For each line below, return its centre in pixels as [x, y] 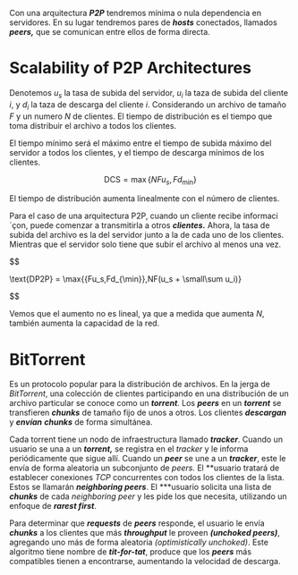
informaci [261, 216]
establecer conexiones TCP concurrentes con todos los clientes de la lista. [147, 478]
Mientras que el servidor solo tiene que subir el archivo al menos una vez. [145, 244]
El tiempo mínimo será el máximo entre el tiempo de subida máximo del [140, 143]
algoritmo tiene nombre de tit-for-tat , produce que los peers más [131, 552]
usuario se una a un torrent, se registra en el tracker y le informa [129, 449]
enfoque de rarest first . [53, 506]
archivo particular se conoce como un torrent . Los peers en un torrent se [145, 403]
